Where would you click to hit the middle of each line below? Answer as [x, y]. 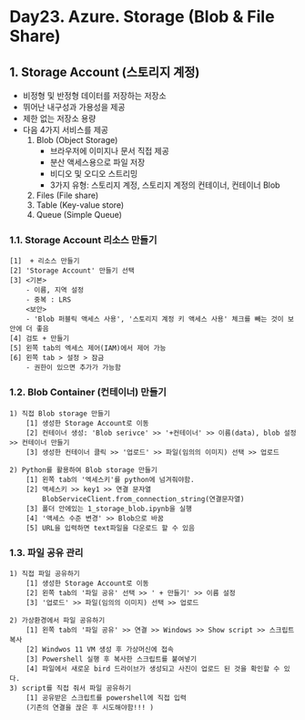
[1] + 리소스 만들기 [45, 262]
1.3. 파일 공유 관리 [46, 552]
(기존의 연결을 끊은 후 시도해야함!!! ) [90, 707]
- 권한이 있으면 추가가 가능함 [73, 368]
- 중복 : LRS [48, 300]
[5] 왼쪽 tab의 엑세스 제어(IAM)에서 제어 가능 [88, 348]
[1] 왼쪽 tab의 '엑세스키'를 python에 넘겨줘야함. [110, 479]
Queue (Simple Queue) [79, 215]
